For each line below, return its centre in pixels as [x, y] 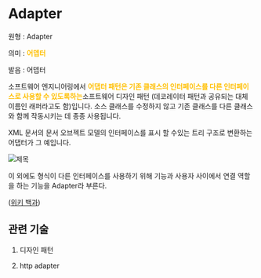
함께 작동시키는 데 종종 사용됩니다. [69, 115]
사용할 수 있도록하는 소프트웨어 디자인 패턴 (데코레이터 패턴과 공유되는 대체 [135, 96]
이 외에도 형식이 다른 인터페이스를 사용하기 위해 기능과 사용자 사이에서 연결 [122, 176]
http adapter [40, 265]
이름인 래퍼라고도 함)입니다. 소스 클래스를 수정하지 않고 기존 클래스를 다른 [120, 106]
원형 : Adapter [31, 36]
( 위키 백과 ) [24, 202]
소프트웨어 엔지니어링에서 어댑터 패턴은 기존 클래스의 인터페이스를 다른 [115, 86]
